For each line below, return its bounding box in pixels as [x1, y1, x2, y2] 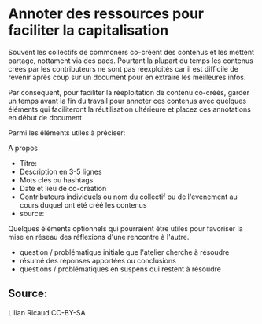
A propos [8, 143, 38, 153]
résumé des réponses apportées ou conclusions [19, 256, 177, 265]
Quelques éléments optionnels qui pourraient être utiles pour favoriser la [8, 223, 244, 233]
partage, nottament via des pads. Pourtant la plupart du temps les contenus [8, 56, 253, 65]
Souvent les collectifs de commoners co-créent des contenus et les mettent [8, 47, 254, 57]
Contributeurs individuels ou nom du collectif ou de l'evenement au [19, 192, 238, 201]
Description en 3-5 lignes [19, 167, 102, 176]
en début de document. [8, 112, 84, 122]
